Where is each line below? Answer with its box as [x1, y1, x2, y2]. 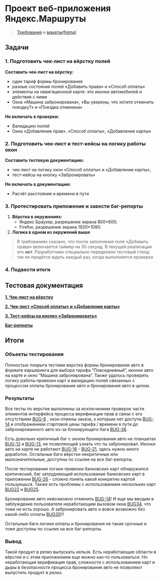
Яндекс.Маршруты [5, 13, 86, 24]
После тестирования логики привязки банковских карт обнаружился [5, 465, 149, 471]
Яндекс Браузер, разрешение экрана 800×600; [19, 219, 118, 225]
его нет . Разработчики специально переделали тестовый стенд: [16, 249, 151, 255]
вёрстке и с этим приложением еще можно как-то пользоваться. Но [5, 554, 148, 560]
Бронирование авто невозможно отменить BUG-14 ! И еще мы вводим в [5, 496, 154, 501]
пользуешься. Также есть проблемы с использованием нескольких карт [5, 481, 156, 487]
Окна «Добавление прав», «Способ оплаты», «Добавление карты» [12, 128, 151, 134]
